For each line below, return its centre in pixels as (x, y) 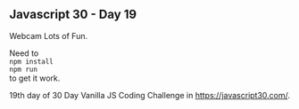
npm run (24, 69)
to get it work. (35, 78)
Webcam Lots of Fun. (48, 35)
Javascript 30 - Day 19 (73, 15)
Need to (24, 53)
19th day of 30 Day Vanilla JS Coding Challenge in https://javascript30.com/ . (150, 95)
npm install (31, 61)
